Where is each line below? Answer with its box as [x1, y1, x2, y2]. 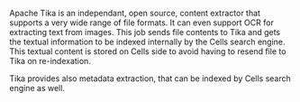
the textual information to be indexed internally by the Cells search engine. [9, 36, 286, 47]
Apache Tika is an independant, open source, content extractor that [9, 8, 261, 18]
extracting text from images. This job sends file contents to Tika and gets [9, 27, 281, 37]
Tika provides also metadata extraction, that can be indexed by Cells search [9, 73, 291, 84]
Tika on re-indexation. [9, 56, 92, 66]
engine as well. [9, 83, 66, 93]
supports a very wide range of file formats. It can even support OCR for [9, 17, 275, 28]
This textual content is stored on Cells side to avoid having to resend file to [9, 46, 286, 57]
